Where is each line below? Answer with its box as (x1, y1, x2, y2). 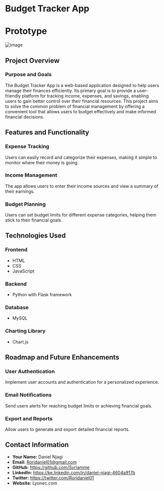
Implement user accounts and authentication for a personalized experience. (5, 379, 160, 385)
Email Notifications (5, 392, 52, 399)
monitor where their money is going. (5, 159, 79, 166)
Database (5, 304, 29, 311)
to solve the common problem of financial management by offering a (5, 103, 145, 109)
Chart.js (12, 339, 29, 345)
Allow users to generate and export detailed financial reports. (5, 426, 130, 432)
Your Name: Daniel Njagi (12, 453, 63, 460)
